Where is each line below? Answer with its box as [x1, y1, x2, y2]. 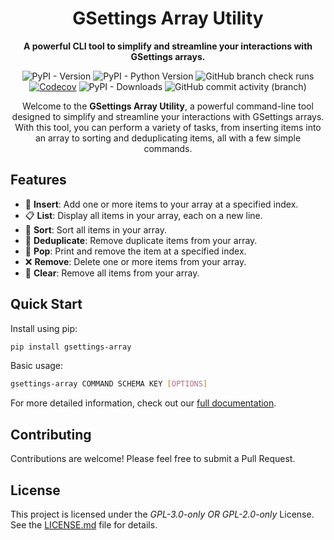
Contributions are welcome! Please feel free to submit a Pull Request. [10, 453, 296, 465]
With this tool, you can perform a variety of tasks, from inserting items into [14, 121, 322, 133]
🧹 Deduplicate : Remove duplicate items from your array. [24, 234, 258, 246]
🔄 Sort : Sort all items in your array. [24, 223, 167, 236]
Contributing [10, 426, 92, 443]
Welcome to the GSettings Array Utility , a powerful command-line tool [22, 100, 314, 112]
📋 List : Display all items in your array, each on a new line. [24, 209, 263, 221]
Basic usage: [10, 360, 64, 372]
